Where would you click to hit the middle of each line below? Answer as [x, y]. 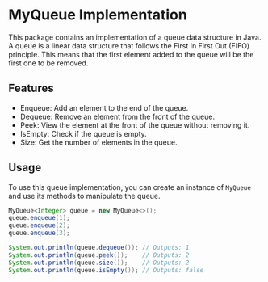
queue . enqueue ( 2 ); [39, 225]
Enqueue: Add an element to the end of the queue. [104, 107]
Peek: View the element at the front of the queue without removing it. [135, 125]
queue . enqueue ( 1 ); [39, 218]
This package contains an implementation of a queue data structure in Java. [135, 37]
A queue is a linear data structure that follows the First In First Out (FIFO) [129, 45]
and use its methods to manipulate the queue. [84, 196]
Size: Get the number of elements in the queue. [98, 142]
